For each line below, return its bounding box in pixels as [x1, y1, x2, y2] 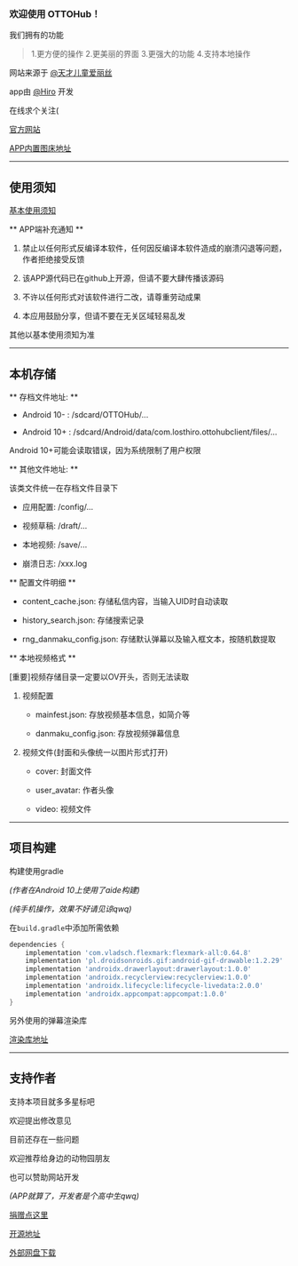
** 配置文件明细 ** [9, 577, 76, 587]
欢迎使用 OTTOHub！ [9, 7, 101, 20]
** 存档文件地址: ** [9, 391, 78, 402]
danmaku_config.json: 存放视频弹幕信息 [35, 728, 180, 738]
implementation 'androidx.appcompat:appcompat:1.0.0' [25, 989, 228, 999]
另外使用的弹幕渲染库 [9, 1015, 87, 1025]
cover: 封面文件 [35, 766, 92, 776]
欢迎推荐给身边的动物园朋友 [9, 1152, 111, 1163]
